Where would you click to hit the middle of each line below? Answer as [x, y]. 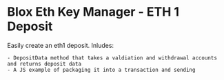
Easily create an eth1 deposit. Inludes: [61, 45]
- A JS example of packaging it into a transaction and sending [101, 70]
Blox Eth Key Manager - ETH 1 [93, 12]
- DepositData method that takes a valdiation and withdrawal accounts [112, 58]
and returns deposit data [44, 64]
